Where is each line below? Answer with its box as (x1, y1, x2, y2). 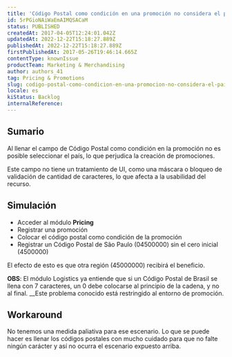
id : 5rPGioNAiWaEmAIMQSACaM (7, 17, 88, 24)
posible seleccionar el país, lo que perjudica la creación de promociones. (7, 152, 215, 160)
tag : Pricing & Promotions (7, 74, 85, 82)
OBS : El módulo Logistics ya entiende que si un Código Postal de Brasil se (7, 274, 218, 282)
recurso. (7, 179, 31, 187)
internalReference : (7, 100, 64, 107)
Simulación (7, 200, 57, 212)
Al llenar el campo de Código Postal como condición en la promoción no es (7, 144, 221, 152)
